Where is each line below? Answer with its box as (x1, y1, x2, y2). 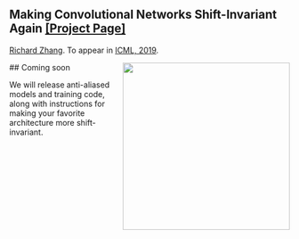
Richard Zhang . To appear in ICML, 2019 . (9, 45, 159, 55)
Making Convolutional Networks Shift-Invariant (9, 7, 278, 22)
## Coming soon (9, 62, 71, 72)
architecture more (9, 117, 76, 128)
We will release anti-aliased (9, 79, 110, 90)
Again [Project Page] (9, 21, 126, 37)
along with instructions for (9, 98, 105, 109)
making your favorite (9, 107, 85, 119)
